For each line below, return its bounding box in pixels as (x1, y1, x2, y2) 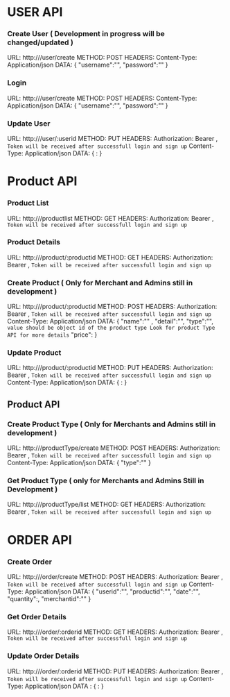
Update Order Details (7, 651, 80, 661)
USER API (7, 4, 63, 20)
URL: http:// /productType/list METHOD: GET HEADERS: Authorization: (7, 501, 206, 509)
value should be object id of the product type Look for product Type (7, 324, 215, 332)
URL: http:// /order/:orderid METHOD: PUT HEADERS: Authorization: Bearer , (7, 667, 224, 675)
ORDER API (7, 532, 73, 548)
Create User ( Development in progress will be (7, 29, 165, 39)
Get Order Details (7, 612, 67, 621)
